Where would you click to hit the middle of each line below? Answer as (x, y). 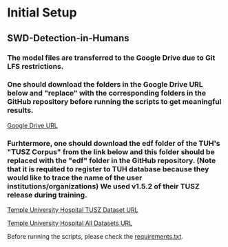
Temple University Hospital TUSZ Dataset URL (73, 210)
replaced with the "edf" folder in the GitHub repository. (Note (112, 160)
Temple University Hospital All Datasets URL (70, 223)
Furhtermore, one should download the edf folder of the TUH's (114, 143)
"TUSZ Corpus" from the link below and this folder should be (111, 151)
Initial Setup (42, 13)
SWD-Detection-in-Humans (68, 38)
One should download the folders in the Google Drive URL (105, 85)
